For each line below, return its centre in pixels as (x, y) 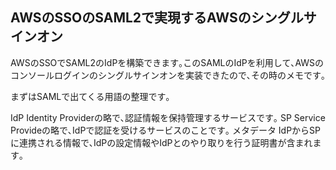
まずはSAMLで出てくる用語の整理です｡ (90, 96)
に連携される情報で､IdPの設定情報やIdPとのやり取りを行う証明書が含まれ (161, 142)
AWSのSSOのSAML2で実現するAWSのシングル (157, 18)
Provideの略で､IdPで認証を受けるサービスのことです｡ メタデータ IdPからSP (166, 130)
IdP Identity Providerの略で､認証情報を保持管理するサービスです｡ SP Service (168, 117)
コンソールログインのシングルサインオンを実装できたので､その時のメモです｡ (168, 75)
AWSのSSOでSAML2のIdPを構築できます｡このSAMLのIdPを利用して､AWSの (167, 62)
